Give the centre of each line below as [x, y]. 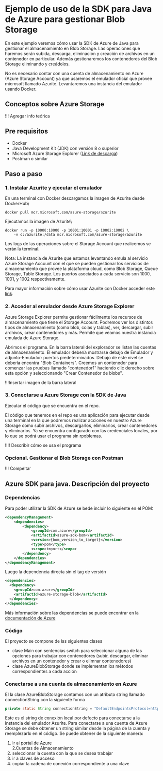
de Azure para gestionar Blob [65, 19]
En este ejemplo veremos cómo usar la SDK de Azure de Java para [72, 43]
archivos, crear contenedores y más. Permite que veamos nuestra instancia [81, 332]
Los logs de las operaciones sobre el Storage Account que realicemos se [78, 244]
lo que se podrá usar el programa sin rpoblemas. [54, 436]
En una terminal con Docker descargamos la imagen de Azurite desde [75, 198]
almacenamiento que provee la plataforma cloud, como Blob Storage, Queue [81, 269]
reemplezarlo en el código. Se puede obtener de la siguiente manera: [74, 733]
